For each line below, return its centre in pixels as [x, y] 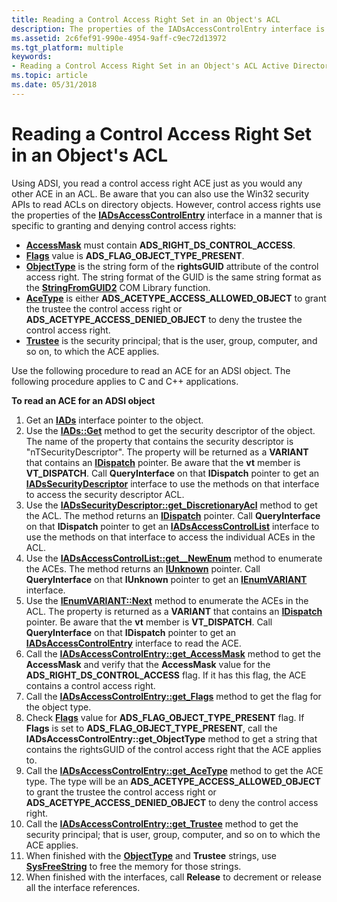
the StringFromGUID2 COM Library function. [118, 287]
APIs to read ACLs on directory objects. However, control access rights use [166, 204]
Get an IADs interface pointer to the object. [114, 420]
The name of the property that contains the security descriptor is [159, 441]
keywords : [32, 57]
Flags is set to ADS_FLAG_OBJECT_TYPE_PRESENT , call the [151, 728]
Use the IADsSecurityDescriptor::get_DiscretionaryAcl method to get [171, 505]
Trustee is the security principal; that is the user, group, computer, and [171, 340]
